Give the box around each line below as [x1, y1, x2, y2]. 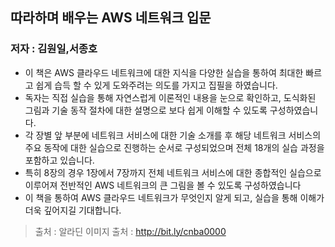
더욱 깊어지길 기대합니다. [24, 204, 122, 216]
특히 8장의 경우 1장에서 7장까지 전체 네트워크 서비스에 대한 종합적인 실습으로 [24, 166, 322, 178]
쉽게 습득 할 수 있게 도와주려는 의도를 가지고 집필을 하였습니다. [35, 79, 278, 91]
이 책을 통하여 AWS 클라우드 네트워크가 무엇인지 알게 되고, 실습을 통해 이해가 [24, 191, 325, 203]
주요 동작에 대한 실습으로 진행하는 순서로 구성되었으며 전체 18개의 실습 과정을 [24, 141, 325, 153]
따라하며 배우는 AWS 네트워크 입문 [10, 9, 212, 27]
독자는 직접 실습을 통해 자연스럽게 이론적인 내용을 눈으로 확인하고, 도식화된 [24, 91, 317, 103]
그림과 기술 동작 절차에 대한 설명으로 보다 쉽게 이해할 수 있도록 [24, 104, 268, 116]
